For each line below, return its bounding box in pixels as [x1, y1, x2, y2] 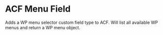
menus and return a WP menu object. [5, 24, 81, 30]
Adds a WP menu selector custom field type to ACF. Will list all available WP [5, 19, 158, 25]
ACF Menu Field [5, 3, 71, 15]
